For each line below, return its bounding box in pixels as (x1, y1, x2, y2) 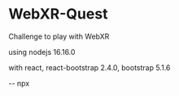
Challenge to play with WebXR (8, 31, 110, 41)
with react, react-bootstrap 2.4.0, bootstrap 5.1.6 (8, 62, 171, 73)
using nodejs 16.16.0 (8, 47, 76, 56)
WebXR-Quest (8, 5, 108, 23)
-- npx (8, 78, 30, 88)
